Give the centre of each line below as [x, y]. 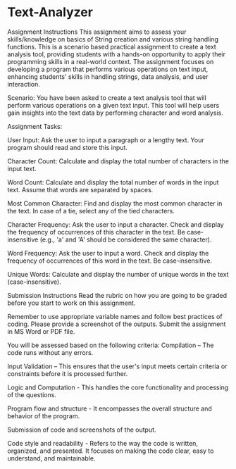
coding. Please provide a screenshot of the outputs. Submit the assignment [117, 324]
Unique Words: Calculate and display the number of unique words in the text [118, 274]
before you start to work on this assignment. [72, 303]
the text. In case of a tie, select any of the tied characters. [91, 211]
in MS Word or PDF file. [41, 331]
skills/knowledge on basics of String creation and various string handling [113, 39]
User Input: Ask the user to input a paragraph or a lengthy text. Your [106, 140]
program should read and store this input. [68, 147]
